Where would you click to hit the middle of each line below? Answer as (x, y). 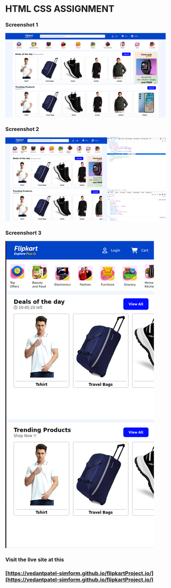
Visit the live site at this (35, 559)
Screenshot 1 (22, 25)
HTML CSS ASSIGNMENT (60, 9)
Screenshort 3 (23, 233)
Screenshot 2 (22, 129)
